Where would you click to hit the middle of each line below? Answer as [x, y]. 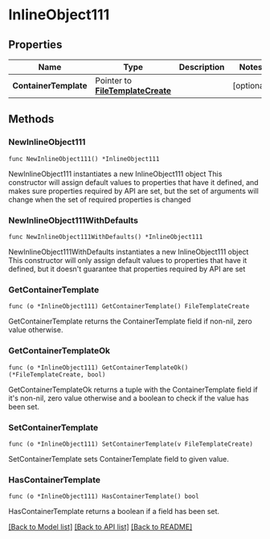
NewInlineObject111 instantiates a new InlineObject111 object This [115, 174]
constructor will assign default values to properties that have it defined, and [133, 182]
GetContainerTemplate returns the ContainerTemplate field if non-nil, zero [130, 321]
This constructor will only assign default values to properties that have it [128, 260]
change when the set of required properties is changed [100, 200]
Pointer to [114, 80]
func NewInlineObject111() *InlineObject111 [84, 158]
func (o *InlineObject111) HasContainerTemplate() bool [104, 496]
